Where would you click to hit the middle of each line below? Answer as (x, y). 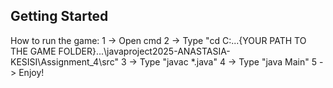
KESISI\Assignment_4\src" (64, 61)
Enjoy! (31, 72)
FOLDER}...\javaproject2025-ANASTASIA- (144, 51)
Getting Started (59, 16)
